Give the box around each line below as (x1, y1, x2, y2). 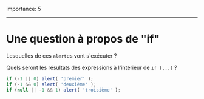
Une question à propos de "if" (6, 32, 160, 46)
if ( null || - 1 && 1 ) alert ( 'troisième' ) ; (6, 87, 121, 93)
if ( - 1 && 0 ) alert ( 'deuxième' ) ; (6, 81, 97, 87)
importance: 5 (6, 5, 41, 12)
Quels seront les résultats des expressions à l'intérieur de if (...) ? (6, 64, 177, 71)
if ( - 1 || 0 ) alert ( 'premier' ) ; (6, 75, 94, 81)
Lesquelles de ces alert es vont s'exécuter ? (6, 52, 117, 60)
